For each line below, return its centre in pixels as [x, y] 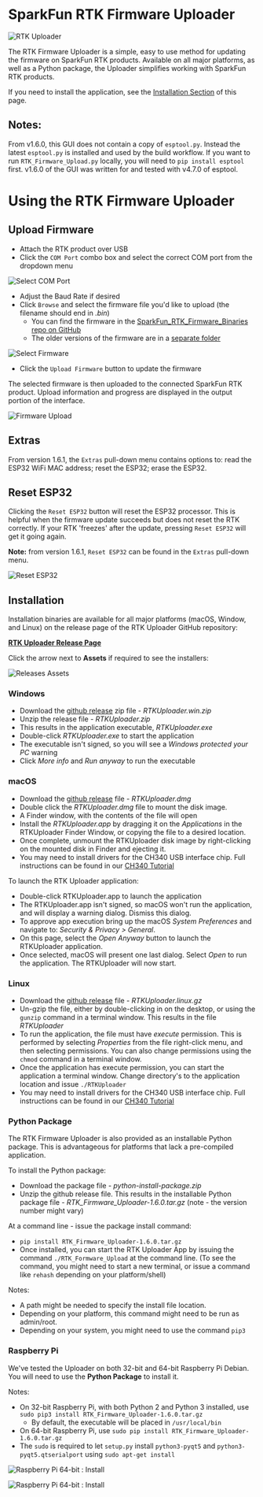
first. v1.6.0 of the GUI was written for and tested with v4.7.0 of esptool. [123, 169]
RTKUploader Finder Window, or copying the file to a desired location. [133, 832]
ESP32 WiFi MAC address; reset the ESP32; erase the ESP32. [108, 468]
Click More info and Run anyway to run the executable [108, 761]
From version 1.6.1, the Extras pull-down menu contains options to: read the [130, 459]
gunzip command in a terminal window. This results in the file [118, 1017]
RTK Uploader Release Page [55, 643]
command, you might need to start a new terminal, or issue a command [135, 1266]
